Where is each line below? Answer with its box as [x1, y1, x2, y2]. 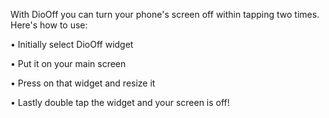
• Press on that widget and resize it [10, 77, 156, 89]
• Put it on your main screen [10, 58, 127, 69]
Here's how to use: [10, 19, 88, 31]
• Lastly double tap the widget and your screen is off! [10, 97, 230, 108]
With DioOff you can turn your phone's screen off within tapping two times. [10, 9, 320, 20]
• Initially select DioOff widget [10, 39, 134, 50]
